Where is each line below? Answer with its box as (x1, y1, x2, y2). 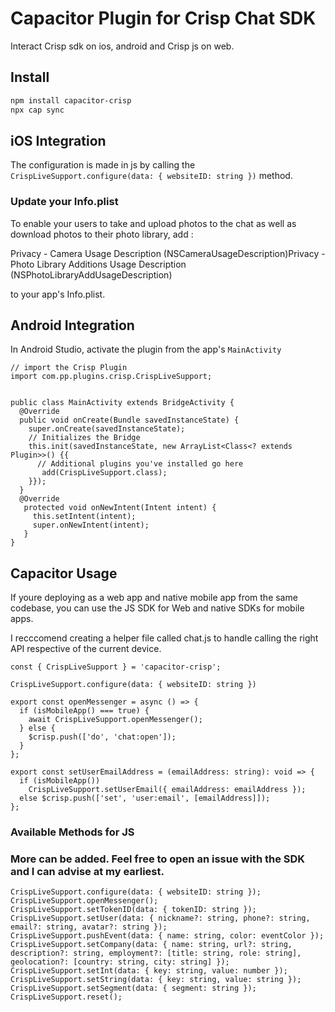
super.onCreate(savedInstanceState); (28, 424, 186, 434)
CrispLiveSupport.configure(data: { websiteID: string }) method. (10, 170, 293, 182)
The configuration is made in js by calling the (10, 159, 196, 171)
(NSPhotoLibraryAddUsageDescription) (10, 268, 173, 281)
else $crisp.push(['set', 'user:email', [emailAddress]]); (19, 793, 271, 804)
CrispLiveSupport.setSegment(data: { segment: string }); (10, 983, 257, 994)
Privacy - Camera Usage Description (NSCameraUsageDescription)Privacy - (10, 247, 326, 259)
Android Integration (10, 317, 135, 334)
